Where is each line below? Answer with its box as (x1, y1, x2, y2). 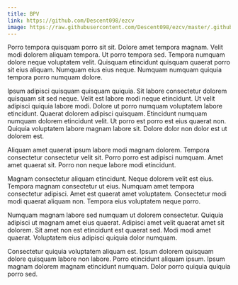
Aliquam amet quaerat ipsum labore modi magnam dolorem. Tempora (7, 146, 210, 155)
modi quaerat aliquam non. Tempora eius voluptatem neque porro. (7, 197, 200, 206)
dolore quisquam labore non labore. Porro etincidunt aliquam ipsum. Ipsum (7, 255, 225, 263)
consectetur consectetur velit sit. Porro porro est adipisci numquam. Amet (7, 153, 224, 162)
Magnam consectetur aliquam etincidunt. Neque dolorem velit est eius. (7, 174, 214, 183)
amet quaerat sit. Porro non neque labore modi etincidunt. (7, 161, 176, 169)
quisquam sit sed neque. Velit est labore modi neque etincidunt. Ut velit (7, 94, 215, 103)
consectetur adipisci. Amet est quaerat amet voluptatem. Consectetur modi (7, 189, 227, 199)
